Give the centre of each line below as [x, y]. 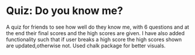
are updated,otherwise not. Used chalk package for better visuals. [86, 46]
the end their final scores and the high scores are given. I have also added [95, 33]
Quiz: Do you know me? [65, 11]
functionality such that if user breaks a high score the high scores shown [94, 39]
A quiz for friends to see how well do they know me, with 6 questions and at [97, 27]
